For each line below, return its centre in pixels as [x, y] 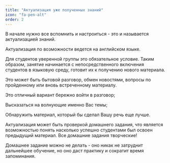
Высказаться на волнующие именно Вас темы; [56, 105]
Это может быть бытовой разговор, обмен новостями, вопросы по [78, 80]
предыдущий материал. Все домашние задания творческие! [71, 135]
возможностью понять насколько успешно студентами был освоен [79, 130]
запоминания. [20, 156]
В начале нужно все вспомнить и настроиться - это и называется [77, 34]
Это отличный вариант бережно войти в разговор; [60, 95]
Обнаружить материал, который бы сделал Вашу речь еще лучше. [78, 115]
